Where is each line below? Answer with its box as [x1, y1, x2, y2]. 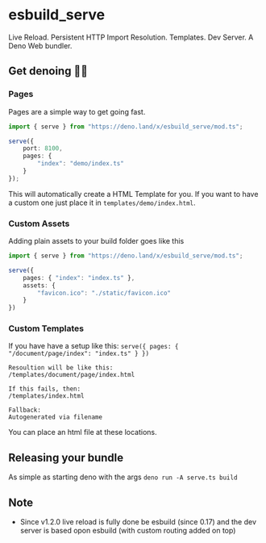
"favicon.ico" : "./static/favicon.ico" [37, 289, 172, 297]
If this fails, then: [8, 385, 81, 393]
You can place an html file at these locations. [8, 428, 157, 437]
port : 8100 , [23, 144, 63, 152]
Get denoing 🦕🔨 [8, 65, 89, 78]
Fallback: [8, 406, 42, 415]
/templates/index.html [8, 392, 85, 400]
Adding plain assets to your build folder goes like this [8, 236, 185, 246]
